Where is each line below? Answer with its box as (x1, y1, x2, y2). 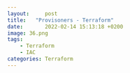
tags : (7, 36, 23, 43)
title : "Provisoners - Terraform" (7, 17, 114, 24)
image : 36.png (7, 29, 49, 37)
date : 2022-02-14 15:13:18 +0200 (7, 23, 124, 30)
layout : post (7, 10, 58, 17)
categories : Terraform (7, 56, 73, 63)
